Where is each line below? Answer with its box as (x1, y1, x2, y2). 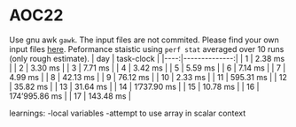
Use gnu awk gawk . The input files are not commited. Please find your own (9, 34, 279, 45)
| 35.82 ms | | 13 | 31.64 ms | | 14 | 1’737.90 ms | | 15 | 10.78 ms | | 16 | (9, 81, 260, 92)
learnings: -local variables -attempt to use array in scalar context (9, 108, 246, 118)
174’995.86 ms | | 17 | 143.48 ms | (9, 90, 131, 101)
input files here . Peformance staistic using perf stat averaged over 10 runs (9, 43, 284, 54)
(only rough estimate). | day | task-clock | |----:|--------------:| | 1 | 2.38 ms (9, 53, 285, 63)
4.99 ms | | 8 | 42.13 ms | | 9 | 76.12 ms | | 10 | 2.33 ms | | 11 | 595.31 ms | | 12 (9, 71, 288, 82)
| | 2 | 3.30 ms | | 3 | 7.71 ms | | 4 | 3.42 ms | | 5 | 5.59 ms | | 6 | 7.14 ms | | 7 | (9, 63, 286, 73)
